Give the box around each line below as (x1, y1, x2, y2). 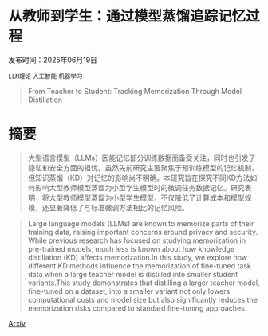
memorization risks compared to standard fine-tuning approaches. (27, 303, 247, 313)
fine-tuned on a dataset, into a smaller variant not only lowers (27, 286, 231, 295)
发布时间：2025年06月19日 (8, 55, 98, 64)
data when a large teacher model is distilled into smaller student (27, 269, 238, 279)
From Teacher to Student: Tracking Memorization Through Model (27, 86, 242, 96)
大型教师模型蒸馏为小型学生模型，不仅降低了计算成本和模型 (49, 193, 245, 202)
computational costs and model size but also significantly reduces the (27, 295, 258, 304)
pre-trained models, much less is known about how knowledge (27, 244, 235, 253)
